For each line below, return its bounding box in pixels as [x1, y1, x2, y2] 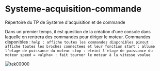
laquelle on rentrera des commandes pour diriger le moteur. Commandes [5, 34, 151, 40]
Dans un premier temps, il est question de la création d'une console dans [5, 28, 151, 34]
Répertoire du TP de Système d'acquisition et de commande [5, 19, 126, 25]
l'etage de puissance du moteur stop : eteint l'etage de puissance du [5, 48, 153, 53]
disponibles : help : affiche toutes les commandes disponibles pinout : [5, 39, 154, 44]
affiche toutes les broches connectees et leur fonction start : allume [5, 44, 155, 49]
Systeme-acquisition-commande [5, 3, 142, 14]
